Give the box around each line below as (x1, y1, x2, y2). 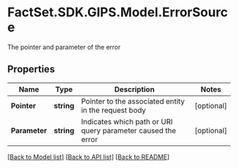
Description (114, 84, 155, 94)
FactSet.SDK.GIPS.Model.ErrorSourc (7, 4, 228, 21)
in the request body (81, 105, 147, 115)
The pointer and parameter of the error (7, 43, 121, 51)
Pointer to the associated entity (81, 96, 186, 106)
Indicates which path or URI (81, 116, 174, 126)
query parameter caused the (81, 125, 176, 135)
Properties (7, 63, 55, 75)
